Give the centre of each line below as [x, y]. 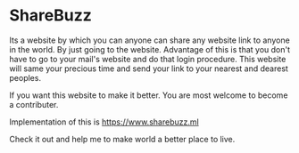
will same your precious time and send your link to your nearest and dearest [149, 68]
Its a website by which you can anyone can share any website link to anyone [149, 40]
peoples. [25, 77]
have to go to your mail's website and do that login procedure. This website [148, 59]
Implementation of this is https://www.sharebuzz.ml [104, 122]
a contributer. [34, 104]
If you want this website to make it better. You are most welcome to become [149, 95]
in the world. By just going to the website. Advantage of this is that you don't [150, 49]
